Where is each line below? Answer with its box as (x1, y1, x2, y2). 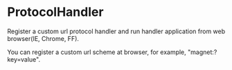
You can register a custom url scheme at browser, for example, (7, 48, 187, 56)
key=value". (7, 55, 40, 63)
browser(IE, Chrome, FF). (7, 34, 80, 42)
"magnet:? (188, 48, 217, 56)
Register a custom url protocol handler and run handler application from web (7, 27, 226, 35)
